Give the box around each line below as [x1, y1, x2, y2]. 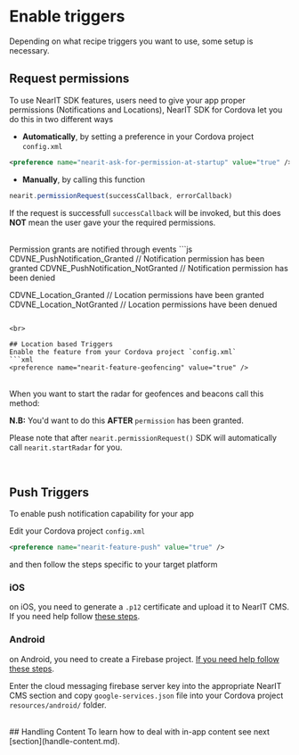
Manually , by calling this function [21, 174, 145, 185]
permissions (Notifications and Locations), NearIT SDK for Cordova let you [9, 104, 283, 115]
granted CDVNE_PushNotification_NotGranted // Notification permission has [9, 262, 289, 273]
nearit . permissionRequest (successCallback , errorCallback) [9, 191, 233, 200]
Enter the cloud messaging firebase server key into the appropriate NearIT [9, 680, 282, 691]
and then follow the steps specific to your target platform [9, 560, 218, 570]
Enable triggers [9, 6, 125, 27]
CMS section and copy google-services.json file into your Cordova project [9, 690, 284, 701]
